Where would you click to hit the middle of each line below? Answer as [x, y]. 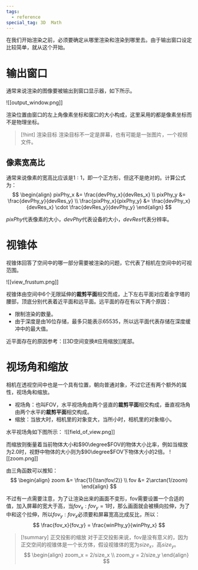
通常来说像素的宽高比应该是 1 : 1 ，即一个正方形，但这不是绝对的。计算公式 [96, 178]
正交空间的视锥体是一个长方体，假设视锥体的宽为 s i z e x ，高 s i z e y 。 [100, 545]
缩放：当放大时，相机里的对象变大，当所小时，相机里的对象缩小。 [95, 419]
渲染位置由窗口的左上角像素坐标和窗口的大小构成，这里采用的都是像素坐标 [96, 115]
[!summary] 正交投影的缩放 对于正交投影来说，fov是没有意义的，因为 [104, 537]
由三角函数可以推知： [32, 470]
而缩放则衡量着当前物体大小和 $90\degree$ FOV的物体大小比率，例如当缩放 [97, 444]
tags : [13, 11]
